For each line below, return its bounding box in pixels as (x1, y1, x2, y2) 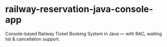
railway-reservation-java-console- (5, 3, 153, 15)
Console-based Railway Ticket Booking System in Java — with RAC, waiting (5, 30, 162, 36)
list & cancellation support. (5, 36, 60, 42)
